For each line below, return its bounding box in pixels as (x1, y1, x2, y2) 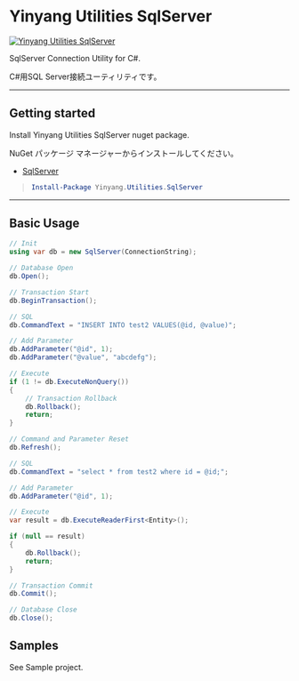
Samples (9, 638, 60, 653)
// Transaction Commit (9, 581, 93, 590)
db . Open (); (9, 272, 50, 281)
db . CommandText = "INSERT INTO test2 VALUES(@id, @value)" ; (9, 320, 238, 330)
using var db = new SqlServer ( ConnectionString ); (9, 247, 198, 257)
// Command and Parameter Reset (9, 435, 129, 444)
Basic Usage (9, 216, 80, 231)
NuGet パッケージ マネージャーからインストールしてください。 (9, 148, 238, 158)
